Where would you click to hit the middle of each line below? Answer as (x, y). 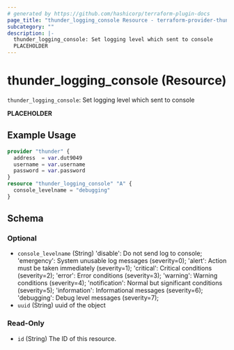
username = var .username (49, 165)
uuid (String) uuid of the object (61, 305)
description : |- (31, 33)
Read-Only (26, 324)
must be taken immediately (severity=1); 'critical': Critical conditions (115, 268)
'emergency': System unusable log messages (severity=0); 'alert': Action (122, 261)
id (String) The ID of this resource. (67, 338)
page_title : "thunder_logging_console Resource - (81, 20)
